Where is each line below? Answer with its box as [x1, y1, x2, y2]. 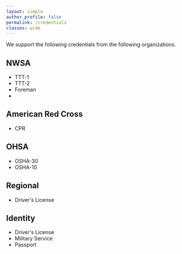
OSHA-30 [14, 157, 38, 164]
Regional [6, 181, 39, 191]
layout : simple [6, 8, 43, 15]
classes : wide [6, 25, 41, 31]
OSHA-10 [14, 164, 38, 171]
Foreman [14, 86, 36, 93]
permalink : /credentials [6, 19, 67, 25]
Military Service [14, 235, 53, 242]
